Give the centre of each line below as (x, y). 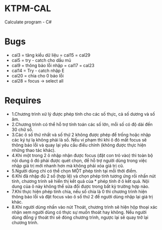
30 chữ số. (22, 129)
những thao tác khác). (34, 150)
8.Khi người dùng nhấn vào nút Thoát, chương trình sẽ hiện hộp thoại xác (84, 207)
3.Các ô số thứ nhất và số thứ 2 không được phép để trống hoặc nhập (81, 135)
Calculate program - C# (28, 22)
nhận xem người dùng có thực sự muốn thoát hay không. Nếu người (79, 212)
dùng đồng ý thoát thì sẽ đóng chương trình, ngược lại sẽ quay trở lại (80, 217)
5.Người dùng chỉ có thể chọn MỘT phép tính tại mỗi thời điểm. (74, 171)
